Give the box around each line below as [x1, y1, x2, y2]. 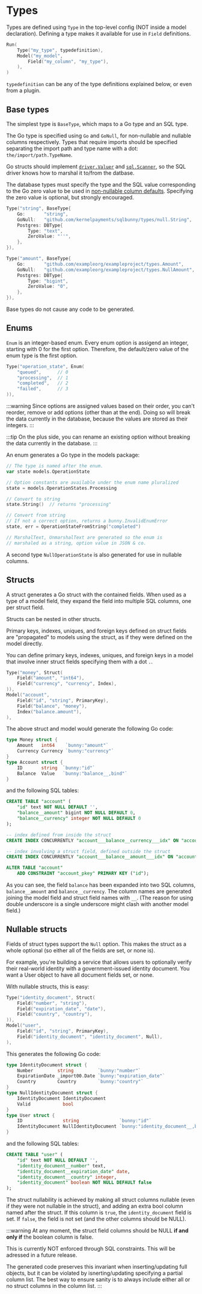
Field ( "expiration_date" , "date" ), [17, 1005, 106, 1012]
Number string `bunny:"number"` [17, 1067, 141, 1074]
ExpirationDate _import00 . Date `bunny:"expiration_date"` [17, 1073, 165, 1079]
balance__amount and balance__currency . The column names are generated [6, 888, 191, 895]
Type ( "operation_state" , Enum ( [6, 363, 85, 369]
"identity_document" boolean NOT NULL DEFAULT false [17, 1180, 152, 1186]
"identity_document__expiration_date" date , [17, 1168, 130, 1175]
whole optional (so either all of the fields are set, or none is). [6, 946, 155, 954]
